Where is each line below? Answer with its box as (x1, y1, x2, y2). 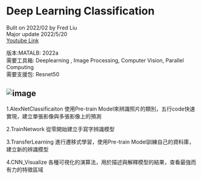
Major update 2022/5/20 (6, 30, 68, 37)
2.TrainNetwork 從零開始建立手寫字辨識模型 (6, 125, 115, 133)
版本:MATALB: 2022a (6, 49, 59, 56)
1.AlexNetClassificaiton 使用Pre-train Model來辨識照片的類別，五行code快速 (6, 105, 195, 112)
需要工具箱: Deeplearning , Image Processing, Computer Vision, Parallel (6, 56, 184, 64)
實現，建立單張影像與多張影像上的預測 (6, 112, 101, 120)
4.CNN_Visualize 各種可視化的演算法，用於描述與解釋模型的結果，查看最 (6, 158, 186, 166)
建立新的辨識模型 (6, 145, 49, 153)
